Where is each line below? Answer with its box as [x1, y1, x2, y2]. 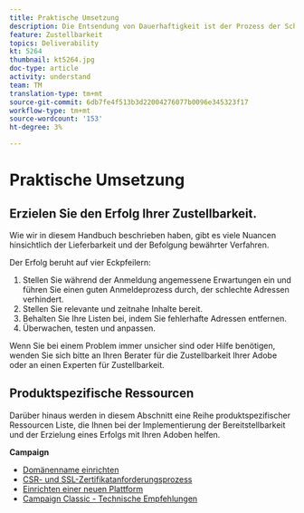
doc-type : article [9, 64, 79, 73]
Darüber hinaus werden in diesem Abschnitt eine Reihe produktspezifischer [9, 410, 291, 421]
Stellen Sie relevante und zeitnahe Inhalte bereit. [22, 304, 204, 314]
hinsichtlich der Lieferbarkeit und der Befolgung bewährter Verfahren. [9, 239, 270, 250]
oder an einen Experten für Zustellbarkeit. [9, 360, 165, 370]
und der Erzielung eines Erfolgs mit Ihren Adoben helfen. [9, 429, 221, 440]
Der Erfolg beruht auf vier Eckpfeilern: [9, 257, 151, 267]
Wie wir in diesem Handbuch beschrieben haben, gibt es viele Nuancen [9, 230, 277, 240]
